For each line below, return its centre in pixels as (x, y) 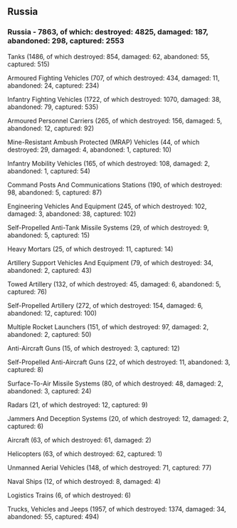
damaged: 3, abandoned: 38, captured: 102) (72, 214)
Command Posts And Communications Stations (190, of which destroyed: (115, 185)
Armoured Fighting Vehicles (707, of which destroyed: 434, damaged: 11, (114, 78)
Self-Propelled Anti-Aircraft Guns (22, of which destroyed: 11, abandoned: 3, (119, 362)
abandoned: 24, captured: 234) (53, 86)
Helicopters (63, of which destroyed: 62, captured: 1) (85, 454)
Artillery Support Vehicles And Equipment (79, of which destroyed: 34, (110, 262)
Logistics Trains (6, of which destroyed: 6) (69, 495)
